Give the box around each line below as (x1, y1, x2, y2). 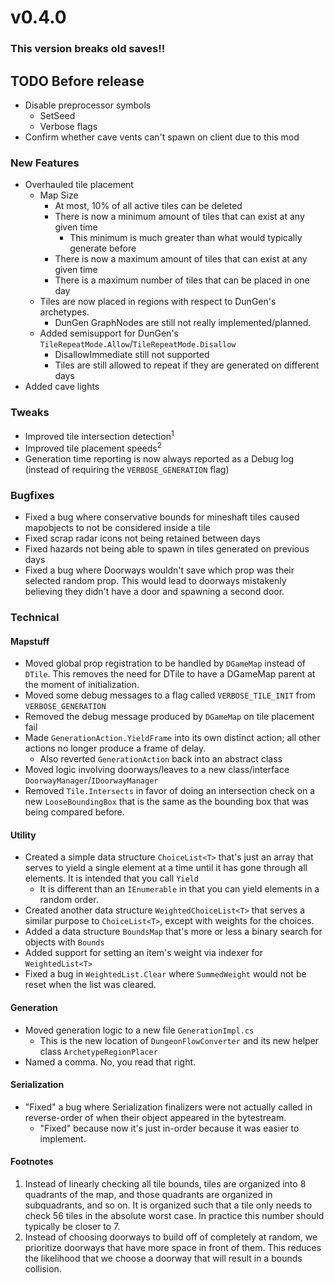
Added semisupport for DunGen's (39, 327, 179, 340)
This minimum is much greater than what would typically (69, 232, 303, 244)
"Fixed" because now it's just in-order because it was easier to (39, 1122, 300, 1134)
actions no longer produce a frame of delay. (24, 742, 207, 755)
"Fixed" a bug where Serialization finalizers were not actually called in (24, 1101, 313, 1113)
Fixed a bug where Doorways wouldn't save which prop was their (24, 564, 295, 576)
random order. (39, 894, 99, 906)
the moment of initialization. (24, 679, 140, 691)
